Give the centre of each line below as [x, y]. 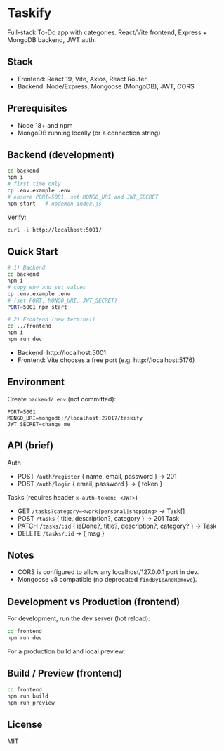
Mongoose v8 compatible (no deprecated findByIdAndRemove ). [107, 580]
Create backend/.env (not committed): [62, 399]
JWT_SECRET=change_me [39, 424]
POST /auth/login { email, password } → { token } [90, 484]
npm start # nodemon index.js [54, 204]
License [25, 724]
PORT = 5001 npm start [38, 307]
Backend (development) [61, 155]
